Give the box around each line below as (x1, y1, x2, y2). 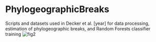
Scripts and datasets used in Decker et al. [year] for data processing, (5, 20, 150, 26)
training (5, 31, 21, 37)
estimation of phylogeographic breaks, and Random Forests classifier (5, 25, 151, 31)
